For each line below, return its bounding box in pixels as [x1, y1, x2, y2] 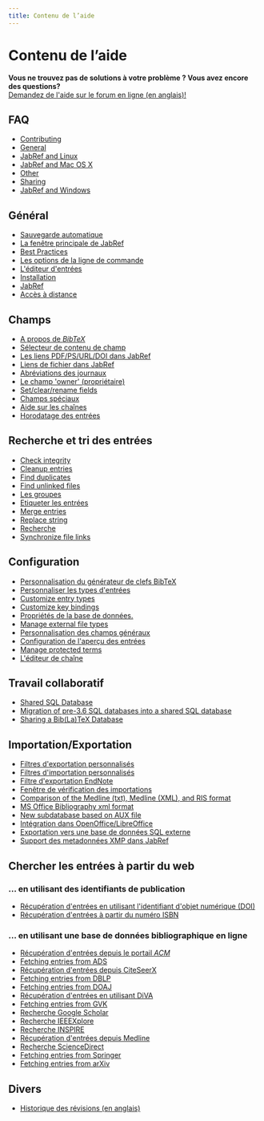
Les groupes [19, 489, 62, 499]
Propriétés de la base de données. [19, 610, 134, 620]
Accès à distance [19, 289, 78, 299]
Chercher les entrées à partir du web [8, 859, 194, 872]
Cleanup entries [19, 463, 73, 473]
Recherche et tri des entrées [8, 434, 153, 447]
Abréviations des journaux [19, 368, 106, 378]
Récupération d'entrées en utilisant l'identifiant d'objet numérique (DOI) [19, 901, 256, 911]
